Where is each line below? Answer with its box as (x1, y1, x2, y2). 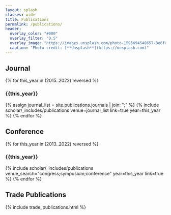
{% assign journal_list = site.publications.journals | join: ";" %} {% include (5, 102, 159, 108)
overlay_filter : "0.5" (10, 36, 58, 41)
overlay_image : (10, 41, 42, 46)
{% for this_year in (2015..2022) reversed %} (5, 77, 99, 84)
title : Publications (5, 17, 49, 22)
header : (5, 26, 22, 32)
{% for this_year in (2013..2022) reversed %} (5, 141, 99, 147)
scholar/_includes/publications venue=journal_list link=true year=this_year (5, 107, 161, 113)
